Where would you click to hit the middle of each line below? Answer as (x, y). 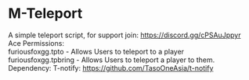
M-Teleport (45, 14)
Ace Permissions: (36, 43)
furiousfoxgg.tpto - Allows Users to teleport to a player (96, 51)
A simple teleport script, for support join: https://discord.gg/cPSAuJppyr (125, 35)
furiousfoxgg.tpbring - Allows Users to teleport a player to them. (112, 60)
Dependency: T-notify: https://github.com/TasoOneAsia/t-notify (111, 68)
